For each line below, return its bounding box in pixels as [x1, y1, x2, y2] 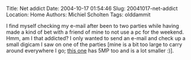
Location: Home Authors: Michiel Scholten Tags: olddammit [6, 11, 151, 18]
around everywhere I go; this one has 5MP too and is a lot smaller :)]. [6, 47, 174, 54]
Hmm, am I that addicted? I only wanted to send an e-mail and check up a [6, 35, 186, 41]
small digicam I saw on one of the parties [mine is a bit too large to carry [6, 41, 182, 48]
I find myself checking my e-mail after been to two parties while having [6, 23, 179, 29]
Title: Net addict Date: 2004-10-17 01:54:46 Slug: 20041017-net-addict [6, 5, 178, 12]
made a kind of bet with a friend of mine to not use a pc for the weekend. [6, 29, 184, 36]
